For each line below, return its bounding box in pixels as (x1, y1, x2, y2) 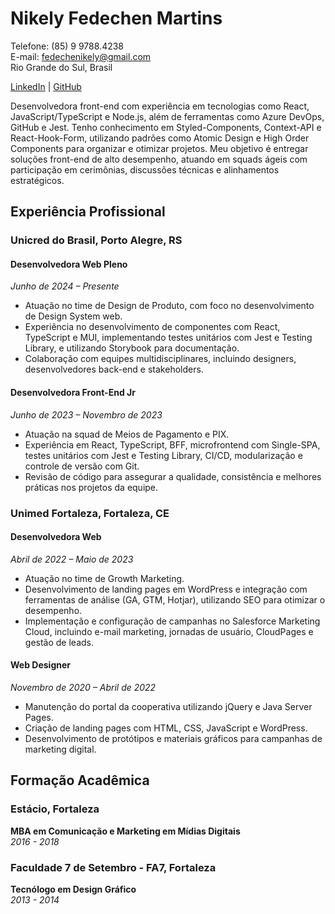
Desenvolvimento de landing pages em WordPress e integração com (24, 583, 308, 595)
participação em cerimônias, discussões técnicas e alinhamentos (10, 163, 280, 176)
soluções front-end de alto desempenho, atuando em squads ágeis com (10, 153, 308, 165)
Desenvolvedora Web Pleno (10, 258, 128, 270)
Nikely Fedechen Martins (10, 7, 223, 30)
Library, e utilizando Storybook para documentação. (24, 342, 240, 354)
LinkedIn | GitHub (10, 80, 82, 92)
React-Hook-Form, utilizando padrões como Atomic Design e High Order (10, 132, 310, 144)
